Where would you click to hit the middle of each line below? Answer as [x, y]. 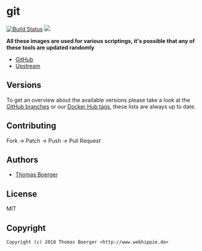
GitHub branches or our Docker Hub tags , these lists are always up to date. [101, 106]
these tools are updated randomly [50, 47]
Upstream [28, 66]
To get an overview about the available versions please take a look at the [98, 100]
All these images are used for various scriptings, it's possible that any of [101, 41]
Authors [22, 160]
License [22, 194]
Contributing [31, 126]
